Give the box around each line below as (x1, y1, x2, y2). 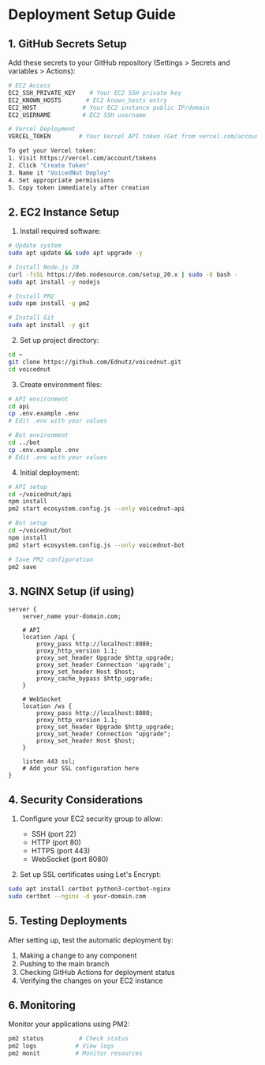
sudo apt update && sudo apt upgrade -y (8, 249, 144, 258)
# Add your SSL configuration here (22, 765, 140, 773)
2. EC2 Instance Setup (8, 205, 120, 219)
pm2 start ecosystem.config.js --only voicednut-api (8, 505, 185, 513)
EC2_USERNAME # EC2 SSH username (8, 111, 147, 119)
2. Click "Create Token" (8, 161, 90, 169)
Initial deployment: (19, 468, 80, 477)
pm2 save (8, 563, 37, 570)
